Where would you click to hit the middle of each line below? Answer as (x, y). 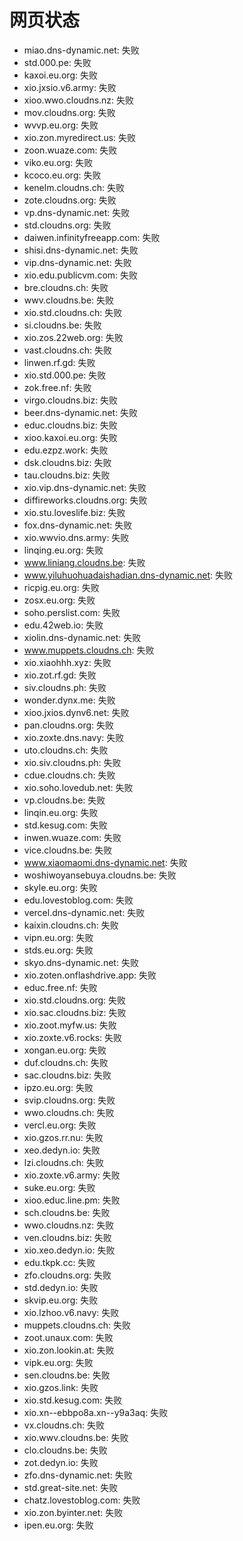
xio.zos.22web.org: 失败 (73, 337)
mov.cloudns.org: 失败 (69, 112)
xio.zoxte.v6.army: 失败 (72, 1175)
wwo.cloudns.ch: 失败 (69, 1112)
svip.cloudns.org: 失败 (69, 1100)
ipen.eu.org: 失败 (58, 1525)
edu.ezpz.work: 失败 (66, 450)
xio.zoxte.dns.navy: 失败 (74, 737)
